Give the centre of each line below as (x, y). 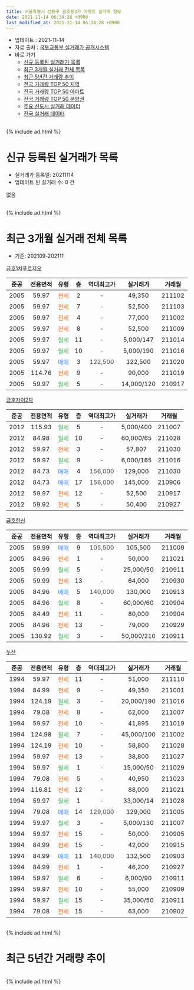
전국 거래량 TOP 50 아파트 (54, 91)
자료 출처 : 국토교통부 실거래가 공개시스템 (62, 47)
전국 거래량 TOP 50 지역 (51, 84)
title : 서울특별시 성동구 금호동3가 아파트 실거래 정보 (64, 11)
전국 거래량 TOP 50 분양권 (54, 99)
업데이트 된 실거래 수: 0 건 (45, 182)
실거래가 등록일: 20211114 (44, 175)
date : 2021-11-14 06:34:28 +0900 (47, 17)
